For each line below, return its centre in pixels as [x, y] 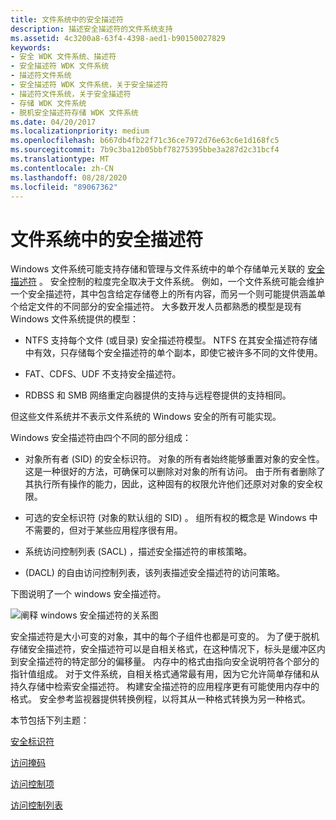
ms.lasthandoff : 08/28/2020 [69, 177]
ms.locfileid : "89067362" [64, 187]
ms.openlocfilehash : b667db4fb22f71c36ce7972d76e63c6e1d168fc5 [145, 141]
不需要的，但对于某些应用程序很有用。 [103, 530]
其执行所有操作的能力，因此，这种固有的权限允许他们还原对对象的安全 [169, 484]
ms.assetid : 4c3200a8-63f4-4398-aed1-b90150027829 [118, 38]
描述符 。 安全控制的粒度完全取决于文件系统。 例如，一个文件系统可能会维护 [167, 282]
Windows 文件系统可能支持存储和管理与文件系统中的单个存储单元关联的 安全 [167, 269]
